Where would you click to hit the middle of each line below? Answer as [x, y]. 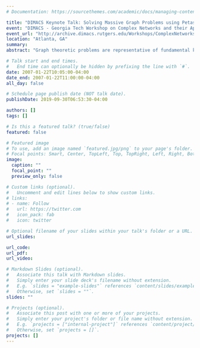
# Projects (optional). [36, 308]
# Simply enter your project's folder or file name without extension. [100, 319]
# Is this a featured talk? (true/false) [58, 127]
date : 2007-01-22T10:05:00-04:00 [48, 72]
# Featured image [28, 143]
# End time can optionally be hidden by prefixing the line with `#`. [98, 66]
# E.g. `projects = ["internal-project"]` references [77, 325]
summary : [17, 45]
